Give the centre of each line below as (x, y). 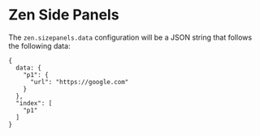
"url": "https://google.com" (79, 82)
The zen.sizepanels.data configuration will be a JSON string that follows (130, 37)
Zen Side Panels (64, 15)
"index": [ (34, 103)
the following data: (39, 45)
